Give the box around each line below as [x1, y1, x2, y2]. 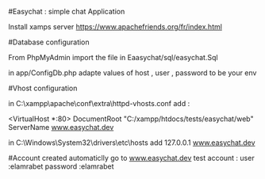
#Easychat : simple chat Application [8, 7, 125, 16]
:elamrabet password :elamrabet [8, 162, 114, 171]
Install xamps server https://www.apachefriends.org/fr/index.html [8, 22, 222, 31]
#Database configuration [8, 37, 90, 47]
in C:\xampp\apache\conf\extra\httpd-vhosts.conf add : [8, 99, 190, 108]
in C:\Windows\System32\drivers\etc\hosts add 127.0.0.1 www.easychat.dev [8, 138, 255, 147]
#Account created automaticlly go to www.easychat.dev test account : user [8, 154, 255, 162]
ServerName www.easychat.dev [8, 123, 114, 131]
